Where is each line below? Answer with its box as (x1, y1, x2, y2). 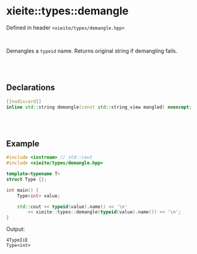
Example (6, 138, 40, 149)
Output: (6, 226, 25, 233)
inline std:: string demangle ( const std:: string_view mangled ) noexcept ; (6, 104, 192, 110)
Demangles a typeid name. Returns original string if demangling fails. (6, 47, 178, 55)
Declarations (6, 83, 55, 93)
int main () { (6, 187, 39, 193)
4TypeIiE (6, 237, 28, 243)
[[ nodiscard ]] (6, 98, 42, 104)
